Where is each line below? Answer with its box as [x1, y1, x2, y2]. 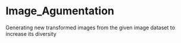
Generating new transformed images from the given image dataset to [5, 24, 175, 31]
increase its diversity [5, 30, 57, 37]
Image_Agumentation [5, 4, 114, 18]
